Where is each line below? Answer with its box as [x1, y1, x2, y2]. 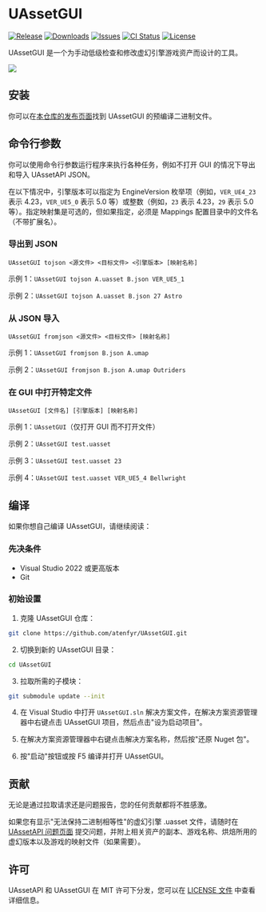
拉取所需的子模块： [19, 676, 84, 686]
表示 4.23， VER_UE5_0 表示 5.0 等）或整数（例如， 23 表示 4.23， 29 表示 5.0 [8, 197, 254, 206]
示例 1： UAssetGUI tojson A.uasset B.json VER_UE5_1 [8, 274, 185, 283]
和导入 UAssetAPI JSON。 [8, 170, 94, 179]
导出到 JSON [8, 238, 58, 250]
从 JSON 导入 [8, 313, 60, 324]
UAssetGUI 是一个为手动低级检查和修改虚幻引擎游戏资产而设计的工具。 [8, 47, 242, 57]
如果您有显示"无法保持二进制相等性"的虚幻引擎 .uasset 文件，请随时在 [8, 817, 239, 826]
